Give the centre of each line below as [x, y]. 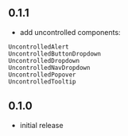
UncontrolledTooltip [43, 82]
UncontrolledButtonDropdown [55, 54]
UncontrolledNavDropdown [49, 68]
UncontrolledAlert [39, 47]
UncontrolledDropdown [44, 60]
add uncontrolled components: [70, 32]
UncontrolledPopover [43, 75]
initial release [41, 125]
